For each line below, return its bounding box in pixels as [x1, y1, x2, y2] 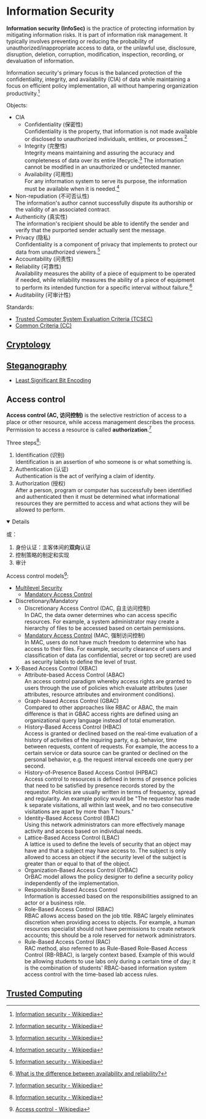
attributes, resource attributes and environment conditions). [24, 691, 176, 698]
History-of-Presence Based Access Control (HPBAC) [24, 768, 158, 776]
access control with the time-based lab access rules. [24, 970, 158, 978]
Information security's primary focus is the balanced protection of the [6, 69, 182, 76]
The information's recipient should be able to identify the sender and [15, 219, 189, 227]
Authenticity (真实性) [15, 213, 68, 220]
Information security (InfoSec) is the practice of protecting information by [6, 25, 195, 32]
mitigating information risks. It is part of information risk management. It [6, 31, 188, 38]
